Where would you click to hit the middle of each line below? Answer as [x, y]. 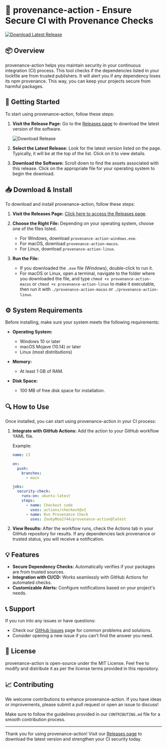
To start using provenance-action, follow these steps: [60, 114]
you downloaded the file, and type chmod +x [64, 279]
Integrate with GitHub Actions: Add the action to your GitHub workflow [85, 431]
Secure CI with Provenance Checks [79, 21]
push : [23, 468]
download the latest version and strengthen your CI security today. [73, 739]
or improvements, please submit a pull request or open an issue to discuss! [82, 704]
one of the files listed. [35, 229]
